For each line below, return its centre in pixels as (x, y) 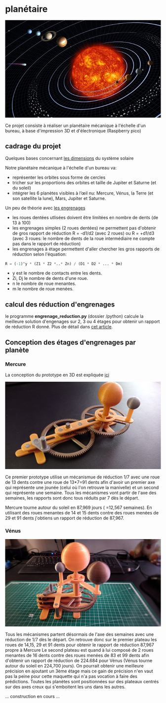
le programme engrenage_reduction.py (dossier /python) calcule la (74, 316)
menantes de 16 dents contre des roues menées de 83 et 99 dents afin (77, 656)
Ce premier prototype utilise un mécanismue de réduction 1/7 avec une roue (83, 477)
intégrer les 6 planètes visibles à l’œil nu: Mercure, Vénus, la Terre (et (83, 193)
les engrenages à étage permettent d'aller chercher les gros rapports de (86, 249)
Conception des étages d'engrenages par (70, 342)
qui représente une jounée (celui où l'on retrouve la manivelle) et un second (82, 488)
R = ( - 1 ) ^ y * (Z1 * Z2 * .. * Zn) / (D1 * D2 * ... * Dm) (64, 264)
